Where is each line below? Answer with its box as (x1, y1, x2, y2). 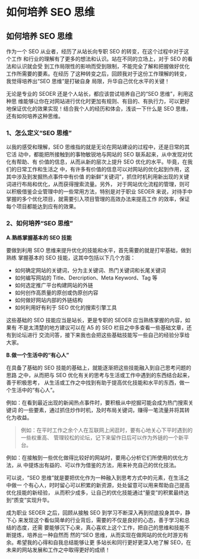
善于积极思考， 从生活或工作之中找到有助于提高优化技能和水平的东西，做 (6, 379, 185, 386)
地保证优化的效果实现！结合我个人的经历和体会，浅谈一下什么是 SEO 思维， (6, 105, 191, 112)
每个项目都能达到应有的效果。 (6, 203, 79, 210)
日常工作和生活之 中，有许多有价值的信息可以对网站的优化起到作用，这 (16, 166, 190, 173)
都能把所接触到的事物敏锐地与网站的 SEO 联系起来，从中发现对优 (33, 151, 193, 158)
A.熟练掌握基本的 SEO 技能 (6, 234, 72, 241)
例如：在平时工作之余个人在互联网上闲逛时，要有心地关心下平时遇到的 (20, 426, 193, 434)
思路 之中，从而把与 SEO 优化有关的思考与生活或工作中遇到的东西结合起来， (6, 371, 193, 378)
